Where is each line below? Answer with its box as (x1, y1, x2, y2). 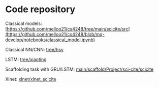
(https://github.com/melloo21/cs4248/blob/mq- (5, 31, 105, 37)
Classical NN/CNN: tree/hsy (5, 46, 63, 52)
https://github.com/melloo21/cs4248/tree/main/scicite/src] (7, 25, 130, 32)
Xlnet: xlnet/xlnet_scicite (5, 76, 57, 82)
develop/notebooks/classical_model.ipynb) (5, 37, 96, 43)
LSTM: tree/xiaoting (5, 56, 47, 62)
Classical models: (5, 20, 42, 26)
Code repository (5, 4, 76, 15)
